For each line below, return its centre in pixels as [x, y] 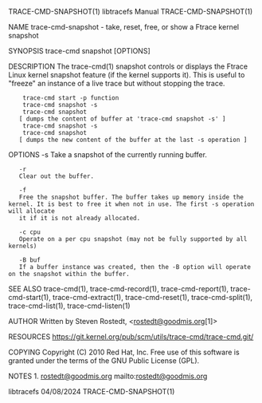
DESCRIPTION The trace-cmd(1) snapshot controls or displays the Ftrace [128, 66]
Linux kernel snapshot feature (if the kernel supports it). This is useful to [127, 75]
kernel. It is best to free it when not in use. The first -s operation [131, 204]
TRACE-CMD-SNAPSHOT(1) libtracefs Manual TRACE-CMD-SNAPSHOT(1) [131, 12]
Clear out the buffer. [56, 176]
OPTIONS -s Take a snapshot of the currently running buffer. [108, 154]
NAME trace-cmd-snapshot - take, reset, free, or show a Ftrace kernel [124, 27]
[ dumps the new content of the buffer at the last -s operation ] [133, 140]
